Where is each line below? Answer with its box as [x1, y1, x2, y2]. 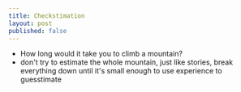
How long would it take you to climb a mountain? [19, 49, 183, 59]
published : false [8, 27, 67, 35]
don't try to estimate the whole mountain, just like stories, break [19, 57, 234, 67]
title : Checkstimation [8, 11, 85, 20]
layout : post [8, 19, 53, 27]
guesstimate [19, 74, 62, 85]
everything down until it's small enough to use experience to [19, 66, 222, 76]
